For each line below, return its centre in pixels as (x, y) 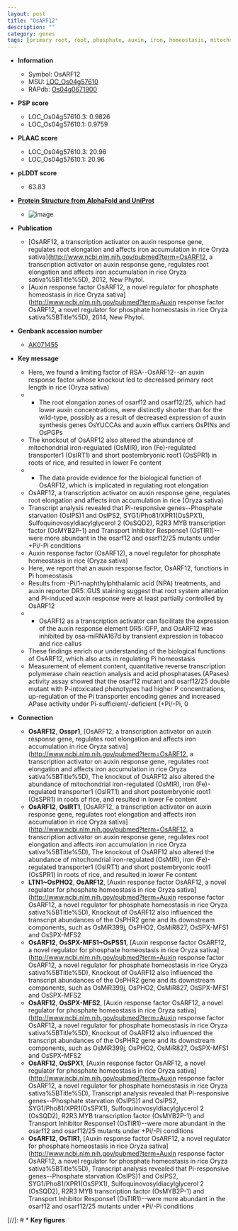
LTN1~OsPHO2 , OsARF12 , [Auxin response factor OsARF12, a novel (127, 882)
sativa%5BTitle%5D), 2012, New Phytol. (86, 280)
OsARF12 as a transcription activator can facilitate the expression (134, 621)
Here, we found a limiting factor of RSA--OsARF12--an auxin (116, 372)
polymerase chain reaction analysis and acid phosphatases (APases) (129, 674)
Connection (35, 718)
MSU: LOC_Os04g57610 (63, 82)
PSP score (33, 103)
